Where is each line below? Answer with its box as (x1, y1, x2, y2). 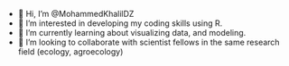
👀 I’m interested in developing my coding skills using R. (17, 18, 223, 29)
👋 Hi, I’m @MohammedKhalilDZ (17, 9, 135, 19)
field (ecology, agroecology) (17, 46, 124, 57)
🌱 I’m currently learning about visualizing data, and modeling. (17, 28, 247, 37)
